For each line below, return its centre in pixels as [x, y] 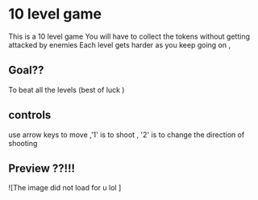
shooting [23, 143]
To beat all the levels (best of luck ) [67, 90]
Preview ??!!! [42, 168]
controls [30, 115]
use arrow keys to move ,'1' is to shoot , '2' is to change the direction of [127, 135]
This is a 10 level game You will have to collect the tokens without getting [129, 36]
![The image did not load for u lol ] [65, 188]
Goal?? [26, 71]
